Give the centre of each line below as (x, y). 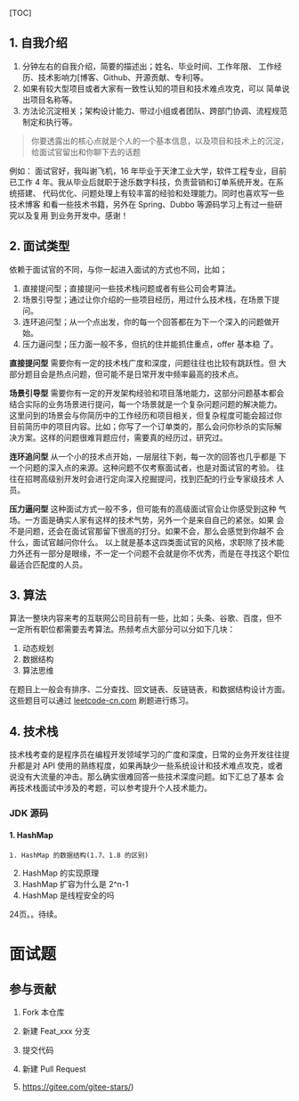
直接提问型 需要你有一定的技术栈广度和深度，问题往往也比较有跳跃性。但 (143, 363)
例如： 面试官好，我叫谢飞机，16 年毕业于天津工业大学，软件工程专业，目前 (148, 171)
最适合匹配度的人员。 (48, 564)
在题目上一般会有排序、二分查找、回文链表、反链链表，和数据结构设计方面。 (149, 689)
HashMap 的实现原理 (61, 873)
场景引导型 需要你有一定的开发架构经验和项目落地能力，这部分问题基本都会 (147, 393)
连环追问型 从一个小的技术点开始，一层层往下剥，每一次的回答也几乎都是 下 (148, 456)
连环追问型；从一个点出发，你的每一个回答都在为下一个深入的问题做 (147, 322)
